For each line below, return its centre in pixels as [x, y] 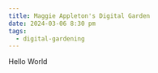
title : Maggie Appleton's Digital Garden [79, 16]
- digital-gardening [50, 39]
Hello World [28, 62]
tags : [17, 31]
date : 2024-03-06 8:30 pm [52, 24]
